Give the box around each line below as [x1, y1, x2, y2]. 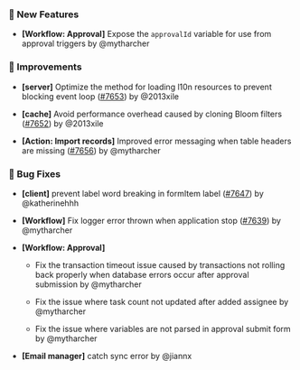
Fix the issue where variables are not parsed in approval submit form [34, 323, 291, 334]
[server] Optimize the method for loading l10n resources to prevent [21, 81, 272, 92]
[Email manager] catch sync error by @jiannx [21, 350, 192, 361]
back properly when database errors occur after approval [34, 269, 249, 280]
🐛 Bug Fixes [8, 167, 61, 180]
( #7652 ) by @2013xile [21, 117, 104, 129]
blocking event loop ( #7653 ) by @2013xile [21, 90, 180, 102]
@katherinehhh [21, 198, 79, 208]
